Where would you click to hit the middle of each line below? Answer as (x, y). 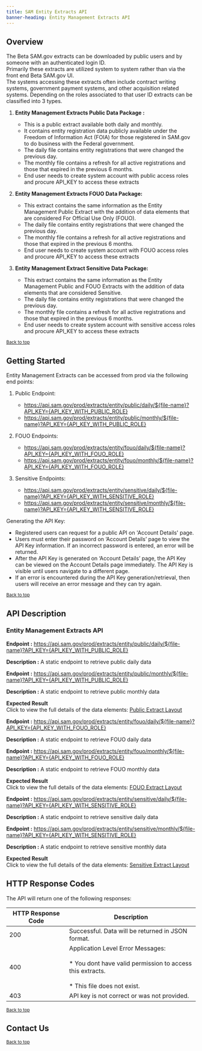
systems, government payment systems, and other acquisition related (93, 89)
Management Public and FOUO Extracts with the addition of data (104, 286)
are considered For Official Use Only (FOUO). (80, 218)
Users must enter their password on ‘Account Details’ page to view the (102, 539)
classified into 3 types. (34, 101)
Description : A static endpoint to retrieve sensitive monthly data (86, 847)
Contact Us (28, 1028)
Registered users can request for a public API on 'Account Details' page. (104, 533)
